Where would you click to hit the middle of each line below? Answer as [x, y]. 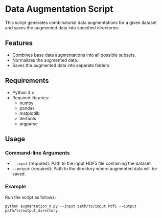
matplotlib [30, 113]
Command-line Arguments [37, 153]
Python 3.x [23, 92]
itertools [28, 118]
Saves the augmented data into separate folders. [61, 65]
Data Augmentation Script [59, 9]
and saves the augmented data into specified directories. [62, 27]
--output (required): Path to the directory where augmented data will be [84, 169]
